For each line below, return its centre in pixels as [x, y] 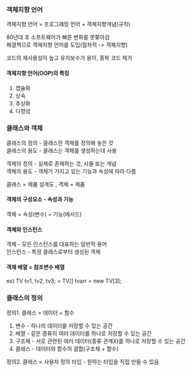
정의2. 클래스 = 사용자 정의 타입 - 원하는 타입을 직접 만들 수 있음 [83, 361]
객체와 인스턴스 [25, 229]
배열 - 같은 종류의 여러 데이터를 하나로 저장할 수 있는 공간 [83, 333]
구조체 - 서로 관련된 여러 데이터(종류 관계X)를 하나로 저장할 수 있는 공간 [100, 341]
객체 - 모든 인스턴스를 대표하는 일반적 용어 [57, 244]
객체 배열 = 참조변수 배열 [36, 267]
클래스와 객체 [25, 128]
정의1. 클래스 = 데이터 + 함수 [40, 312]
